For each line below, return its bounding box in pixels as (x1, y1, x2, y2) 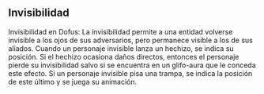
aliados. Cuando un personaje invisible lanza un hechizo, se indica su (8, 43, 235, 53)
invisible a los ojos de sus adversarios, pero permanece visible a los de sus (8, 35, 253, 45)
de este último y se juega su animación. (8, 77, 138, 86)
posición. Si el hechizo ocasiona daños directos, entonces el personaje (8, 52, 239, 61)
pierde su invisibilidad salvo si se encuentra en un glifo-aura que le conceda (8, 60, 256, 70)
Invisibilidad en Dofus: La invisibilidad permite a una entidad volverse (8, 27, 233, 36)
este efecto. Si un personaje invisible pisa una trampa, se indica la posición (8, 68, 253, 78)
